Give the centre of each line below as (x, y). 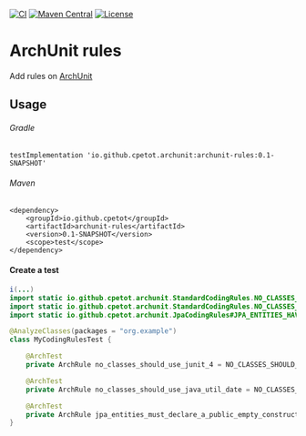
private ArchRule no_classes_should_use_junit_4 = (124, 365)
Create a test (34, 270)
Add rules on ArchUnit (51, 76)
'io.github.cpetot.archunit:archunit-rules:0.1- (181, 155)
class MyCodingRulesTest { (61, 340)
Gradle (22, 127)
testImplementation (46, 155)
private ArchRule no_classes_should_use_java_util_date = (138, 390)
